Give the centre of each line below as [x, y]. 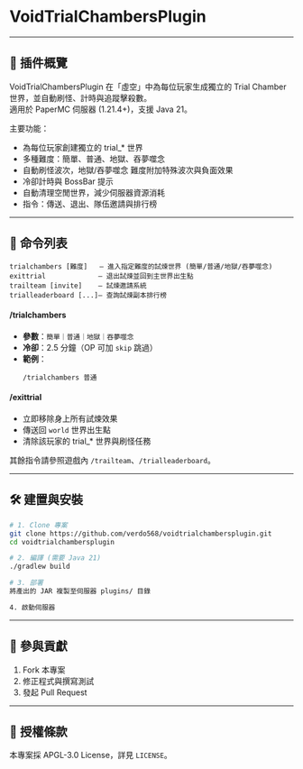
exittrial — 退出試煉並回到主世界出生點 [101, 276]
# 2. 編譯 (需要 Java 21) [55, 558]
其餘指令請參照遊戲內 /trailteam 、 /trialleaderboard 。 [113, 460]
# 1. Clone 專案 [38, 525]
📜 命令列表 [38, 244]
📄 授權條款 [38, 732]
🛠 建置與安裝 [46, 500]
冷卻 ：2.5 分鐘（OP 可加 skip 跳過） [90, 347]
